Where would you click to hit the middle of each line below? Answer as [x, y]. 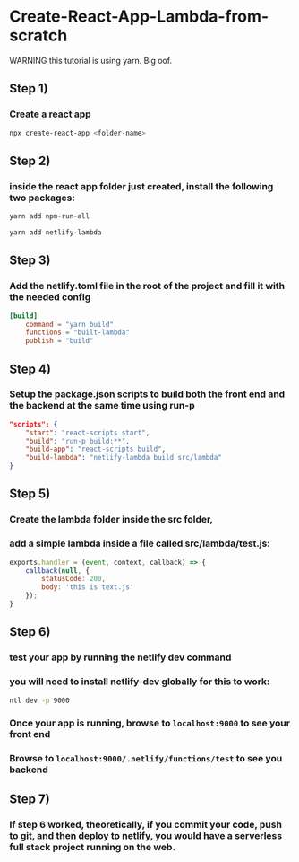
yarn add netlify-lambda [56, 233]
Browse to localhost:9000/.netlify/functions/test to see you [146, 759]
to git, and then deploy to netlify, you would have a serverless [146, 835]
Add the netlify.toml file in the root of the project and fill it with [147, 286]
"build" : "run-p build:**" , [77, 441]
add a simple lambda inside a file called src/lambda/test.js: [140, 543]
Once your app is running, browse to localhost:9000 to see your [150, 723]
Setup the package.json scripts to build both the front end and [147, 394]
